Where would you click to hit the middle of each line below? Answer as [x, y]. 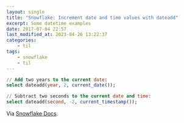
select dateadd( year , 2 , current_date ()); [61, 85]
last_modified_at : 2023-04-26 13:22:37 [57, 35]
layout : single [26, 12]
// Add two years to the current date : [57, 80]
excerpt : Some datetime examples [49, 23]
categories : [21, 40]
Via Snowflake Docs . [32, 114]
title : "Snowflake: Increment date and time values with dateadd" [92, 18]
